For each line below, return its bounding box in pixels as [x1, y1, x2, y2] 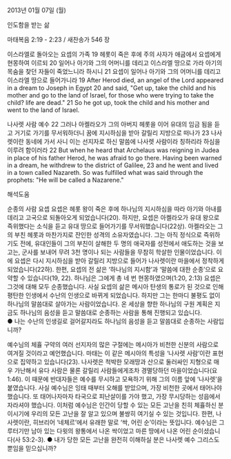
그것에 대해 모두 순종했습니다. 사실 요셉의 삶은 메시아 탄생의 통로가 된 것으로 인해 [7, 283, 224, 290]
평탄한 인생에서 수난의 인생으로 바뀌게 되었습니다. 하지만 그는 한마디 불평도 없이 [7, 291, 221, 299]
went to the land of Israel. [7, 106, 80, 114]
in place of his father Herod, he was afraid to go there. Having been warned [7, 154, 222, 162]
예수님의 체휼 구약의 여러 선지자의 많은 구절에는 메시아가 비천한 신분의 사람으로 [7, 341, 219, 348]
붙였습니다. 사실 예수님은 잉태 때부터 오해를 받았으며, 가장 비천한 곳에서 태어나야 [7, 384, 223, 392]
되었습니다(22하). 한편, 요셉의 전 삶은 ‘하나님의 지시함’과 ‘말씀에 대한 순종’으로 [7, 265, 217, 273]
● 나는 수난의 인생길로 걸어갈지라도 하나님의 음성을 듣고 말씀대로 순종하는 [7, 317, 206, 325]
